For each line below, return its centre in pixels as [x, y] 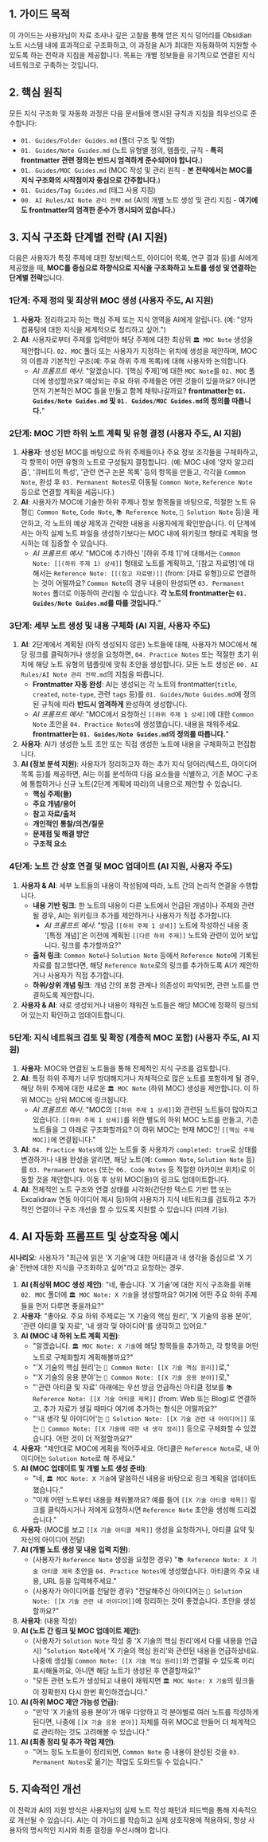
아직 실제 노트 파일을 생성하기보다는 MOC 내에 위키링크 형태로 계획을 [142, 533]
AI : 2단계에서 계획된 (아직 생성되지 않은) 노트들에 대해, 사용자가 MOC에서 [134, 645]
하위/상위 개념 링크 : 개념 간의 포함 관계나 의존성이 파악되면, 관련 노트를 [142, 985]
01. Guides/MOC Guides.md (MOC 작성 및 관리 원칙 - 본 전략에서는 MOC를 [136, 170]
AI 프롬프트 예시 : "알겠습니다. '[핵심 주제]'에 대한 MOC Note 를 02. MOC [140, 371]
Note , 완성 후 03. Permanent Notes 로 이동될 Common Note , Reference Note [136, 482]
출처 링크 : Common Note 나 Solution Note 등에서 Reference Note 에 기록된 [146, 955]
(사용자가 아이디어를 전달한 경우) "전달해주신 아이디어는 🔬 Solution [137, 1591]
